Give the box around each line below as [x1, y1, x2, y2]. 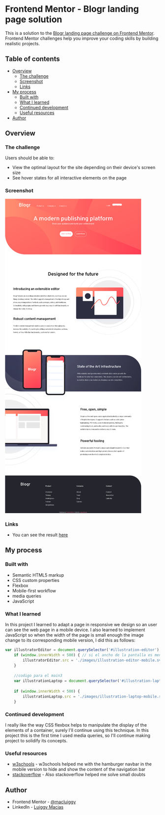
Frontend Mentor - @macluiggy [12, 799, 76, 805]
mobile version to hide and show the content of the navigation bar [12, 766, 146, 772]
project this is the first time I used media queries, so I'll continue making [5, 732, 151, 738]
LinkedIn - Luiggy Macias [12, 804, 64, 810]
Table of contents [5, 55, 60, 63]
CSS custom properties [12, 577, 60, 583]
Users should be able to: [5, 155, 55, 161]
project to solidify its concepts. [5, 737, 68, 743]
